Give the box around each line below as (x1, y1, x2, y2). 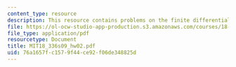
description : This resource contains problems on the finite (7, 17, 190, 24)
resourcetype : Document (7, 36, 77, 43)
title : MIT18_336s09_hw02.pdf (7, 43, 96, 50)
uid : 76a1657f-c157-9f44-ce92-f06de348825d (7, 50, 137, 57)
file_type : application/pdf (7, 29, 90, 37)
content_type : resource (7, 10, 77, 17)
